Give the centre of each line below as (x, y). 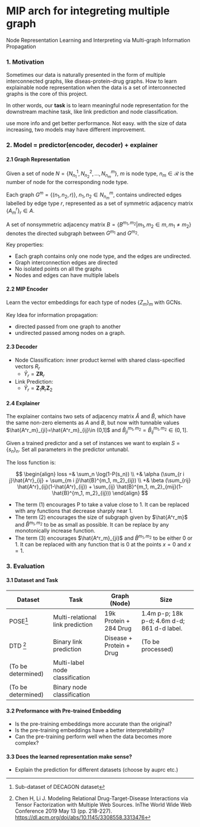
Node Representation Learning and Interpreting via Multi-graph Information (98, 40)
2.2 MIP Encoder (27, 289)
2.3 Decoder (22, 347)
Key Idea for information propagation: (52, 315)
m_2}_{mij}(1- (166, 486)
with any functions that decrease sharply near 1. (74, 511)
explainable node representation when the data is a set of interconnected (96, 88)
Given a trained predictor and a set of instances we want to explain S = (93, 443)
